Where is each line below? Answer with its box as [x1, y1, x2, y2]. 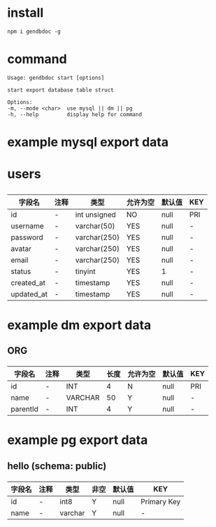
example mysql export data [7, 134, 169, 150]
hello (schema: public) [7, 460, 107, 472]
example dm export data [7, 317, 152, 333]
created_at [10, 277, 46, 287]
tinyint [75, 266, 96, 276]
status [10, 266, 31, 276]
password [10, 232, 43, 242]
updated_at [10, 289, 48, 298]
